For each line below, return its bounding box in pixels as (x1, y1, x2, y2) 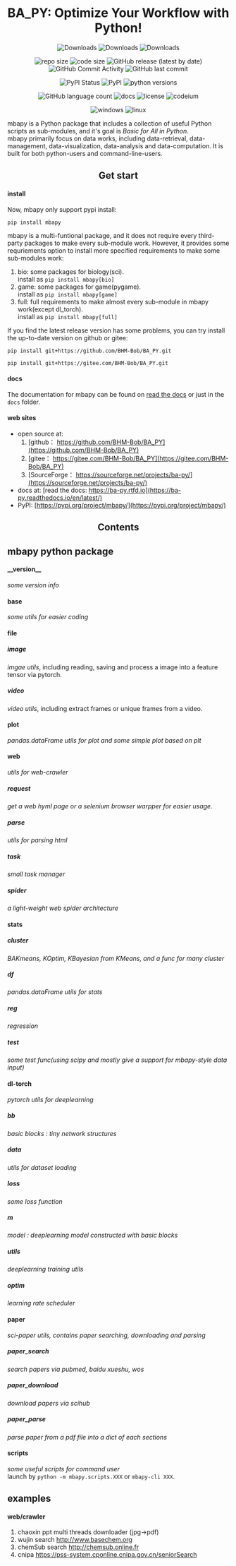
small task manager (7, 870, 66, 878)
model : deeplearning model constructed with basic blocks (7, 1231, 178, 1240)
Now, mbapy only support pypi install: (7, 205, 117, 213)
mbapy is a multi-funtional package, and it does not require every (7, 231, 197, 239)
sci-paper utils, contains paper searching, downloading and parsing (7, 1331, 206, 1339)
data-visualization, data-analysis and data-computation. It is (49, 141, 224, 150)
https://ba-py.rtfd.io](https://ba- (88, 486, 182, 494)
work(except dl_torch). (17, 305, 83, 313)
